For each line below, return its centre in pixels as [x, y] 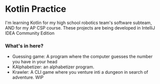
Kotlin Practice [36, 9]
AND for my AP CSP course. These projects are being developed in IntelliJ [80, 28]
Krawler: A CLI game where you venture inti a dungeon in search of [80, 72]
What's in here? [24, 46]
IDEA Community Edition [30, 33]
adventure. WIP [28, 78]
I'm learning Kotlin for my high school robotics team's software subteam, [79, 23]
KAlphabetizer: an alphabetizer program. [53, 67]
